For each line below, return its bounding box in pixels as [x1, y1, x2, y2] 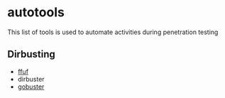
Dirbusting [7, 48, 55, 60]
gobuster [17, 82, 45, 91]
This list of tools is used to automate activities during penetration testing [7, 28, 219, 36]
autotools [7, 4, 65, 21]
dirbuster [17, 75, 45, 83]
